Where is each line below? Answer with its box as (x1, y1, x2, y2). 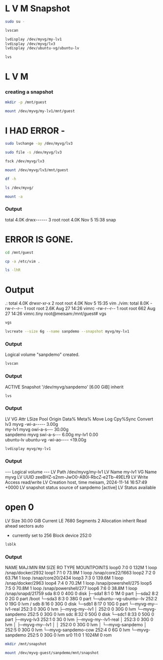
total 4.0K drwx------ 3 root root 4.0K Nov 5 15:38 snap (5, 217, 116, 222)
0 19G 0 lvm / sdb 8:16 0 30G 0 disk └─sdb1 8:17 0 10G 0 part (5, 601, 128, 607)
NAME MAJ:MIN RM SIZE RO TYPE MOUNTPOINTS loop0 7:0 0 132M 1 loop (5, 564, 157, 570)
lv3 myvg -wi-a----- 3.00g (5, 421, 58, 427)
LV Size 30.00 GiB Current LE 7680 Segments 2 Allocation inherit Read (5, 518, 147, 524)
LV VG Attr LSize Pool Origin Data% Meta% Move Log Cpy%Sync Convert (5, 416, 153, 422)
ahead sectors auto (5, 523, 44, 528)
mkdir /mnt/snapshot (5, 641, 47, 646)
